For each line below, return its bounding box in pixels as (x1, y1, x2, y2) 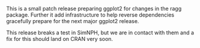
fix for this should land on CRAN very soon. (6, 36, 113, 42)
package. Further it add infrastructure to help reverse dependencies (6, 11, 175, 18)
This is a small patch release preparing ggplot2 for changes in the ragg (6, 5, 182, 12)
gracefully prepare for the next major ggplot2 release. (6, 18, 139, 24)
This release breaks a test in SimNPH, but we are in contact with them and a (6, 29, 194, 36)
